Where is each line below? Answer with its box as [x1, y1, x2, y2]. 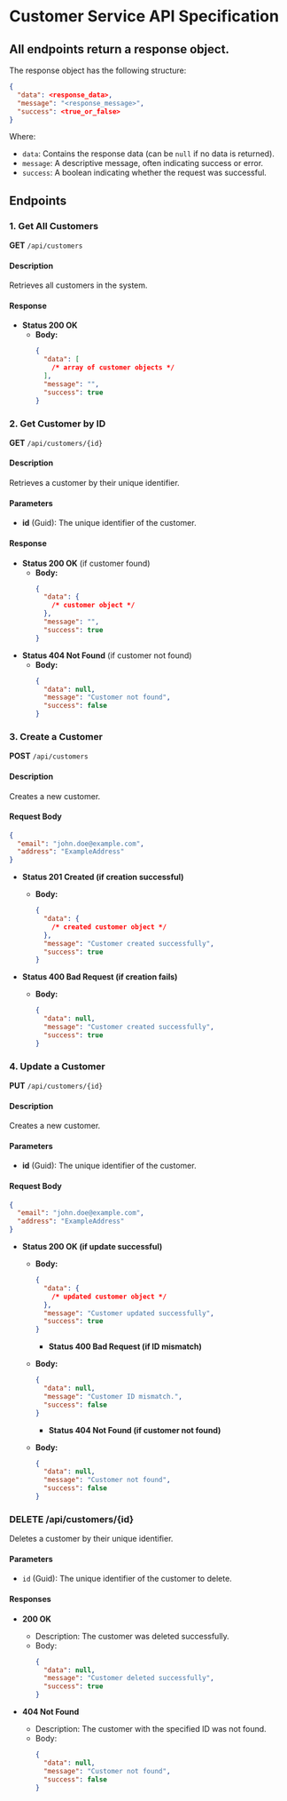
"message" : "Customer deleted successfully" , [43, 1674, 214, 1683]
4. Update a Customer [9, 1059, 105, 1072]
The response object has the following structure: [9, 65, 187, 75]
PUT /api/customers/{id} [9, 1081, 104, 1091]
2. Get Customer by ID [9, 417, 106, 430]
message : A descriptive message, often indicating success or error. [21, 158, 264, 169]
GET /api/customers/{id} [9, 437, 104, 448]
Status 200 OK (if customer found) [21, 558, 151, 568]
